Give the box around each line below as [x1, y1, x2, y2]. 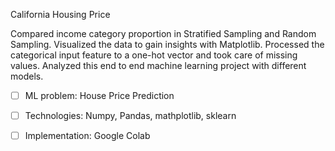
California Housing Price [10, 9, 111, 20]
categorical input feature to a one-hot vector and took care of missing [10, 49, 298, 61]
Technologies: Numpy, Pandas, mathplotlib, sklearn [24, 110, 237, 122]
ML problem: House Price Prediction [24, 90, 175, 101]
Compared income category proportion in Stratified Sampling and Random [10, 28, 317, 39]
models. [10, 70, 44, 82]
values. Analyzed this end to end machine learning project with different [10, 60, 307, 71]
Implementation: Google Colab [24, 130, 151, 142]
